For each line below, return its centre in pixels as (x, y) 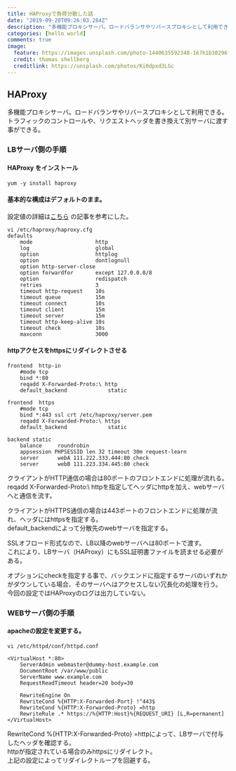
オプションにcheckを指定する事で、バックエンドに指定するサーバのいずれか (118, 575)
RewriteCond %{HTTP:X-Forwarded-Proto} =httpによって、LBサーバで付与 (116, 734)
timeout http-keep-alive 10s (63, 322)
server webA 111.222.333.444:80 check (85, 458)
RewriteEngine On (45, 696)
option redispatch (74, 279)
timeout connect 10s (63, 303)
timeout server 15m (63, 316)
